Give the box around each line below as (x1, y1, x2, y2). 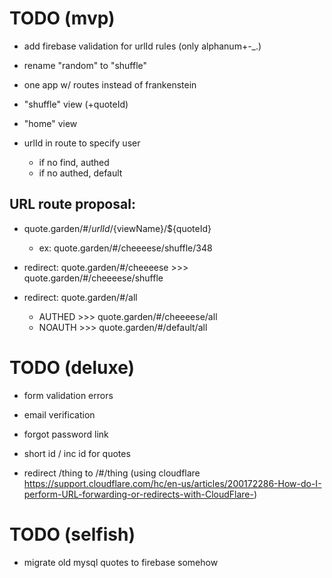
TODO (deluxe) (9, 356, 136, 379)
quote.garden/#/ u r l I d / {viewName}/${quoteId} (23, 222, 212, 234)
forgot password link (23, 428, 109, 440)
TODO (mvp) (9, 7, 116, 30)
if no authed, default (38, 167, 123, 179)
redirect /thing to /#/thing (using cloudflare (23, 467, 201, 479)
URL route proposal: (9, 196, 136, 213)
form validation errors (23, 389, 114, 401)
